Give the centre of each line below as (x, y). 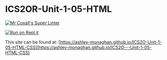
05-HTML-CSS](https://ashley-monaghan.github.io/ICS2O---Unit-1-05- (79, 47)
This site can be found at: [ (33, 42)
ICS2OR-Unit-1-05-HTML (59, 9)
